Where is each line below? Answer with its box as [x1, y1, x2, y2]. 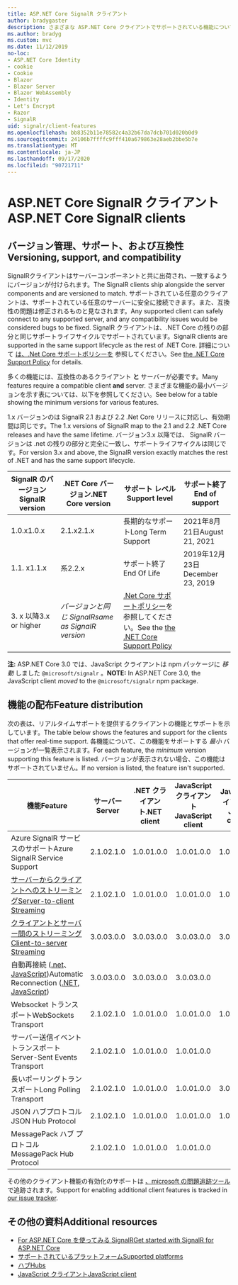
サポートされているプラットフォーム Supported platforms [17, 1252, 183, 1261]
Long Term [130, 527, 166, 537]
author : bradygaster [7, 17, 69, 24]
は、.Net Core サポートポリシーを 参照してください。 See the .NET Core [15, 349, 225, 358]
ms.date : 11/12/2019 [7, 43, 69, 50]
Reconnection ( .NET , [11, 977, 80, 987]
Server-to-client [18, 896, 74, 906]
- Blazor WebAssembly [7, 89, 72, 96]
